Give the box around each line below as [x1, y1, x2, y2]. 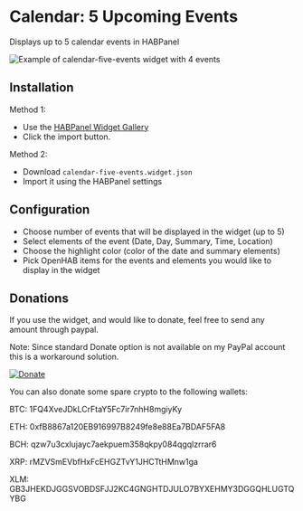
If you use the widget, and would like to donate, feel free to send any [9, 315, 265, 326]
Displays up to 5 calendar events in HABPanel [9, 36, 180, 47]
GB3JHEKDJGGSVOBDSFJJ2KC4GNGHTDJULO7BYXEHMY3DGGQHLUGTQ [9, 484, 295, 495]
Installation [9, 80, 74, 96]
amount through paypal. [9, 324, 99, 336]
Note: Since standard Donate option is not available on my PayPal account [9, 342, 286, 353]
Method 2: [9, 148, 48, 159]
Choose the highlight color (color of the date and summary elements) [22, 245, 280, 256]
